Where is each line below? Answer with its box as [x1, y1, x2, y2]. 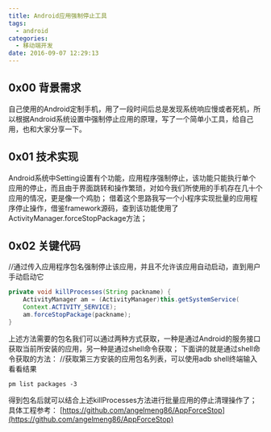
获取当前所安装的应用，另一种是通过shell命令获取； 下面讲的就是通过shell [8, 343, 254, 353]
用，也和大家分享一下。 [8, 124, 86, 134]
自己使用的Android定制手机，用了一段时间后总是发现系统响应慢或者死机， [8, 104, 254, 114]
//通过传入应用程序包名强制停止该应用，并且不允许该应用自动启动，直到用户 [8, 262, 261, 272]
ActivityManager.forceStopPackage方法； [8, 213, 148, 222]
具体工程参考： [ [8, 405, 63, 415]
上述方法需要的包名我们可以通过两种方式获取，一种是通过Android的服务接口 [8, 334, 261, 343]
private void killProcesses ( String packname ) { [8, 288, 172, 297]
